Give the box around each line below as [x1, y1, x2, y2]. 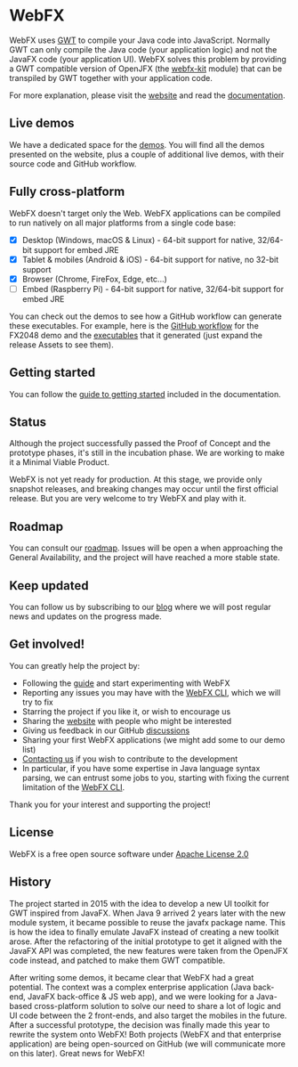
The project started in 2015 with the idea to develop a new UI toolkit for [9, 898, 270, 908]
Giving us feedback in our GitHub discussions [21, 725, 190, 736]
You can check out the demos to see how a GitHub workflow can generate [9, 311, 282, 322]
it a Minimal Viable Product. [9, 457, 109, 468]
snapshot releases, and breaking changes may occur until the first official [9, 484, 278, 494]
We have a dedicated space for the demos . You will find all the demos [9, 139, 265, 150]
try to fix [21, 696, 53, 707]
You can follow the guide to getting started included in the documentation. [9, 388, 282, 399]
